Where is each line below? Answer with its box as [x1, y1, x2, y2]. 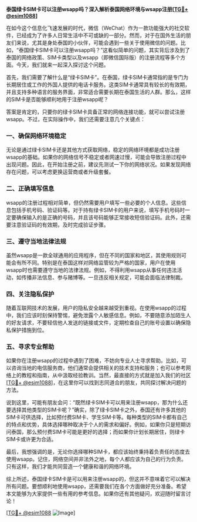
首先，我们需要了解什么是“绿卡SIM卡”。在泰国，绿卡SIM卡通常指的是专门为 [6, 74, 189, 81]
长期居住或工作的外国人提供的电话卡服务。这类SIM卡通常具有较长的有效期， [6, 81, 191, 88]
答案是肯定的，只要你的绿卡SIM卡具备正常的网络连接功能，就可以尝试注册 [6, 108, 185, 115]
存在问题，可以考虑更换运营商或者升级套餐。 [6, 168, 114, 175]
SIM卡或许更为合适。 [6, 435, 57, 443]
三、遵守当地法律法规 [6, 237, 66, 245]
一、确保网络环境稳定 [6, 132, 66, 140]
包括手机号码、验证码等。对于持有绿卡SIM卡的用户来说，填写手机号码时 [11, 206, 185, 214]
